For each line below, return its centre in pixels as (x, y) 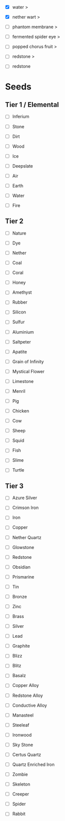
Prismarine (23, 577)
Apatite (19, 351)
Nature (19, 233)
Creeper (21, 794)
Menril (19, 391)
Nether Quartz (27, 537)
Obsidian (21, 567)
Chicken (21, 411)
